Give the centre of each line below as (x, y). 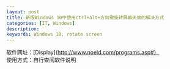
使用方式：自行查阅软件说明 (41, 60)
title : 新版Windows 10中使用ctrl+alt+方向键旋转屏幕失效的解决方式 (85, 18)
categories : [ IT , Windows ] (41, 23)
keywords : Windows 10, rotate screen (54, 34)
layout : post (23, 12)
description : (23, 29)
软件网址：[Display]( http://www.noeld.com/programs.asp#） (83, 53)
